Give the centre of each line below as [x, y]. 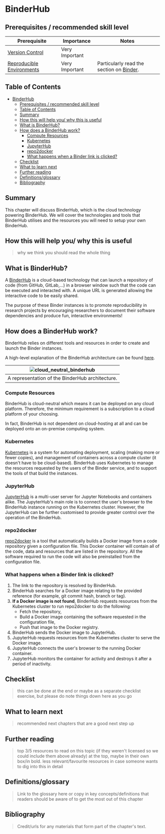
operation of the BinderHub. [33, 517]
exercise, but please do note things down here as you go [74, 696]
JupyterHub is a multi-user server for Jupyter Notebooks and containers [79, 496]
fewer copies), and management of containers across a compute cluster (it [81, 457]
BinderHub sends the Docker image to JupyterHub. [64, 632]
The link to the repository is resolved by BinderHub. [64, 585]
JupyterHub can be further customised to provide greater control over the [80, 512]
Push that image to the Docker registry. [59, 627]
